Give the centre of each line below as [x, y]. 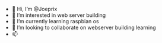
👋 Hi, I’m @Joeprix [34, 9]
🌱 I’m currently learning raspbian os [55, 21]
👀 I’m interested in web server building [59, 15]
